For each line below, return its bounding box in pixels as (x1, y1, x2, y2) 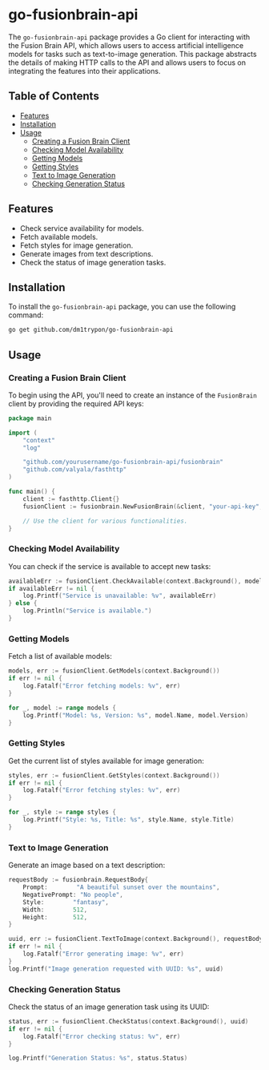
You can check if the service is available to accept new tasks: (8, 561, 211, 571)
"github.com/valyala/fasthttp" (22, 466, 127, 474)
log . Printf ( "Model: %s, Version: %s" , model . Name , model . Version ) (22, 711, 249, 719)
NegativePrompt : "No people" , (22, 890, 124, 898)
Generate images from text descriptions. (19, 248, 154, 258)
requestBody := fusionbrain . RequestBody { (8, 876, 149, 884)
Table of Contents (8, 90, 100, 103)
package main (8, 414, 52, 422)
